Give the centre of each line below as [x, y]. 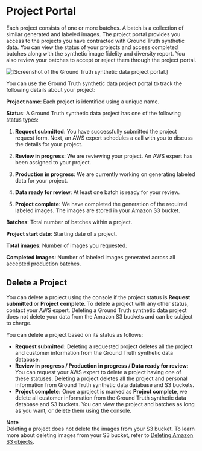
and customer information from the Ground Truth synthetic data [94, 352]
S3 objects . [20, 441]
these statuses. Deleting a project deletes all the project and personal [101, 378]
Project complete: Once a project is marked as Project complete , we [101, 391]
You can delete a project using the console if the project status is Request [98, 297]
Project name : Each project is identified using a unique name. [83, 102]
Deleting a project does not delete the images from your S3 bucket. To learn [100, 429]
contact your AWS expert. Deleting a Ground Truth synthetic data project [96, 310]
